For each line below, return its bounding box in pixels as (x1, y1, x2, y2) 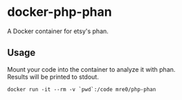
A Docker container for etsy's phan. (7, 27, 109, 35)
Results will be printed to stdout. (7, 72, 99, 81)
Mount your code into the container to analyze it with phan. (7, 65, 176, 73)
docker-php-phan (7, 4, 112, 20)
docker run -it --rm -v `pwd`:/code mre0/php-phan (7, 86, 156, 93)
